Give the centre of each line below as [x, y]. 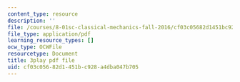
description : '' [31, 21]
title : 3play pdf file [41, 61]
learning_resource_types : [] [51, 41]
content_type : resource [43, 14]
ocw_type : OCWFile [35, 47]
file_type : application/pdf [49, 34]
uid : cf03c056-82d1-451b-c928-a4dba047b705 [73, 67]
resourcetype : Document [43, 54]
